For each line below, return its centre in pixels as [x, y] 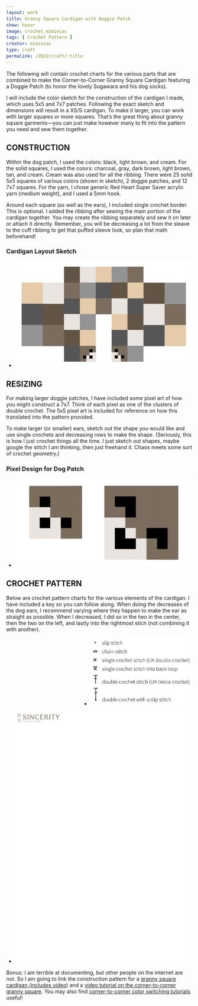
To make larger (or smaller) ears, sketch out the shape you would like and [95, 429]
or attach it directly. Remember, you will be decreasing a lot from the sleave [98, 223]
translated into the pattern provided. [50, 417]
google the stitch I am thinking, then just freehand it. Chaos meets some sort [99, 447]
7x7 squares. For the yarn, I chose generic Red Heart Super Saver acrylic [95, 187]
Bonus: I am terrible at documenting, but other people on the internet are [95, 972]
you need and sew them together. [47, 129]
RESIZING [24, 384]
